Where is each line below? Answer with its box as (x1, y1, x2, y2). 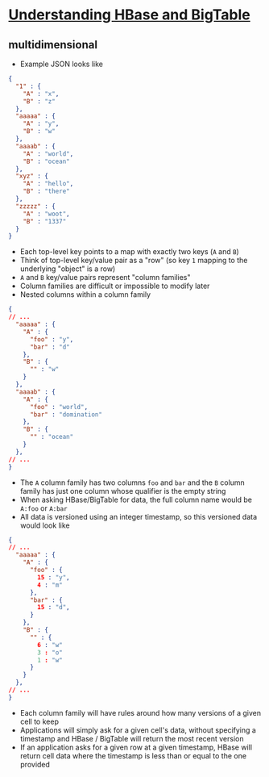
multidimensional (8, 38, 98, 52)
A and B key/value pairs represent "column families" (19, 273, 191, 282)
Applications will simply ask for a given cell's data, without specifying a (19, 725, 256, 735)
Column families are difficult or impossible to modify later (19, 281, 210, 291)
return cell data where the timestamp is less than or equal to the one (19, 750, 247, 760)
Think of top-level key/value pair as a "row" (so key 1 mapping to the (19, 256, 248, 265)
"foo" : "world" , (29, 403, 89, 411)
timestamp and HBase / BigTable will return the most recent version (19, 733, 244, 743)
